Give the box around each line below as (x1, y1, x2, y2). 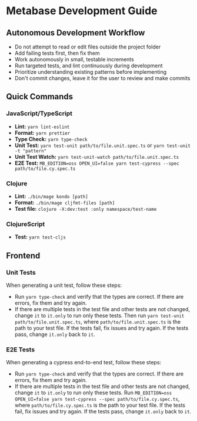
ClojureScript (6, 220, 45, 228)
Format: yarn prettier (14, 129, 71, 136)
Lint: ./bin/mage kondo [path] (14, 192, 88, 200)
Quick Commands (6, 92, 74, 102)
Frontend (6, 250, 41, 260)
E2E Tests (6, 345, 35, 354)
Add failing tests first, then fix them (14, 50, 100, 57)
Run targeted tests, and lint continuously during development (14, 62, 163, 69)
